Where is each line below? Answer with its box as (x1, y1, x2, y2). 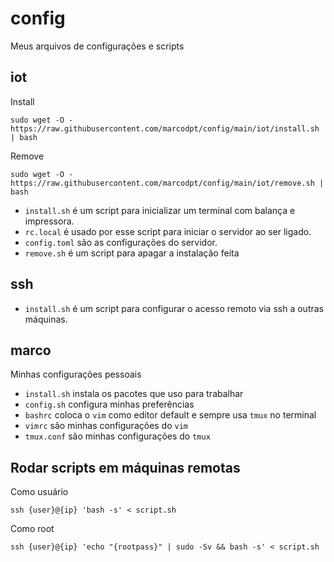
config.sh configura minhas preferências (24, 398, 195, 411)
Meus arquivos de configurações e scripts (10, 40, 185, 52)
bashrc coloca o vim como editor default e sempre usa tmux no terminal (24, 409, 317, 421)
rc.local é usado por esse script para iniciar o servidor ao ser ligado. (24, 225, 312, 237)
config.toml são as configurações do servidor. (24, 236, 218, 248)
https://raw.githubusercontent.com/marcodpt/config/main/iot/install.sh (10, 123, 320, 134)
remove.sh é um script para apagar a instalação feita (24, 247, 240, 259)
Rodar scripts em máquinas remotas (10, 459, 241, 476)
